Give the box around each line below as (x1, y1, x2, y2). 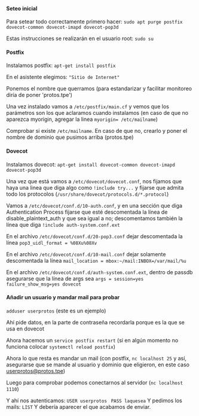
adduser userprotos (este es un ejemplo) (6, 307, 106, 314)
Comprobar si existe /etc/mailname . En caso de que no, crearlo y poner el (6, 127, 188, 135)
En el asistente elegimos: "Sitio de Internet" (6, 74, 120, 81)
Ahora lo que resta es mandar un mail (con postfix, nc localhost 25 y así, (6, 354, 187, 362)
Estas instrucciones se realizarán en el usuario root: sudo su (6, 35, 154, 42)
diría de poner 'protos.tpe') (6, 92, 73, 99)
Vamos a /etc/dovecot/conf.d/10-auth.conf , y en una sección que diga (6, 202, 183, 209)
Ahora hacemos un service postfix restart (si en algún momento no (6, 336, 179, 344)
